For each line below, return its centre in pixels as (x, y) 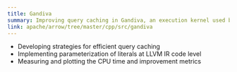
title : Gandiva (30, 14)
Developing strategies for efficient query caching (89, 47)
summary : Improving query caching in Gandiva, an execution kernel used (116, 20)
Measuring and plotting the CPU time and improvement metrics (109, 62)
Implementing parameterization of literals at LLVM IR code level (109, 54)
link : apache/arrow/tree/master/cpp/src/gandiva (80, 27)
